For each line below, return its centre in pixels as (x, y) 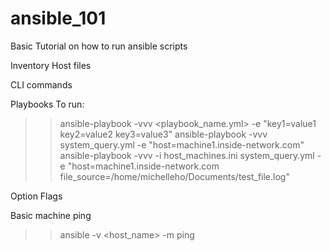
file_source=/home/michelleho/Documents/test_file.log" (174, 176)
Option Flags (36, 196)
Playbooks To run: (47, 104)
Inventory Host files (51, 65)
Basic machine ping (51, 215)
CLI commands (41, 84)
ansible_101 (58, 18)
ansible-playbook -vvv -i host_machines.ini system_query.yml (187, 155)
